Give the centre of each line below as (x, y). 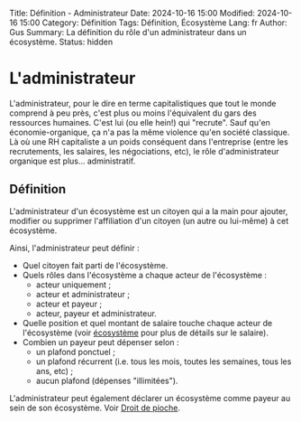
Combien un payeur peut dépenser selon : (100, 342)
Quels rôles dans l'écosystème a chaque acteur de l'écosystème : (145, 275)
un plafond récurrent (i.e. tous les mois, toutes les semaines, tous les (164, 361)
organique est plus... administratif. (73, 161)
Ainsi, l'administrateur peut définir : (74, 248)
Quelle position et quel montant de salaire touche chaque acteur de (147, 323)
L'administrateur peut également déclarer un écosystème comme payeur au (150, 398)
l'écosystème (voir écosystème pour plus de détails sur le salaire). (145, 333)
